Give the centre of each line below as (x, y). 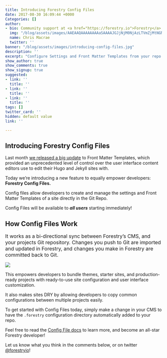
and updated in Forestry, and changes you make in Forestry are (79, 249)
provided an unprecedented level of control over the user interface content (82, 163)
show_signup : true (24, 70)
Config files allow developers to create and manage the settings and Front (81, 193)
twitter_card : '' (23, 112)
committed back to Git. (32, 255)
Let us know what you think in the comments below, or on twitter (71, 345)
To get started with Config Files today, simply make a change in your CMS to (83, 310)
